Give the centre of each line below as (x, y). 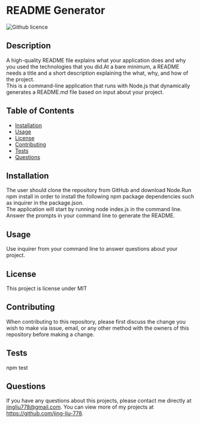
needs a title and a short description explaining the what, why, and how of (97, 73)
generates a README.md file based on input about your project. (85, 92)
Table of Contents (40, 111)
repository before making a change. (50, 334)
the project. (20, 79)
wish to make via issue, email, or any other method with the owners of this (98, 328)
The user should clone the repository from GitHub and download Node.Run (99, 190)
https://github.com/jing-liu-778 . (45, 413)
